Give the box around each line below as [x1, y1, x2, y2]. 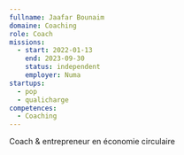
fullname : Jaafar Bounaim [9, 12, 104, 22]
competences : [9, 104, 57, 112]
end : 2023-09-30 [25, 54, 86, 63]
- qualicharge [17, 95, 69, 105]
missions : [9, 37, 46, 47]
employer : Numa [25, 71, 81, 80]
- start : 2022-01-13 [17, 46, 93, 55]
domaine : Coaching [9, 21, 77, 30]
